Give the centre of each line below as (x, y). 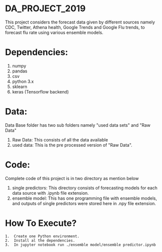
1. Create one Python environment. (42, 236)
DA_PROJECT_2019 (45, 9)
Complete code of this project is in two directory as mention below (72, 178)
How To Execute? (41, 223)
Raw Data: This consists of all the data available (60, 139)
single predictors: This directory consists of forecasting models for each (85, 188)
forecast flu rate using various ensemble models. (54, 32)
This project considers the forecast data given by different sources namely (80, 22)
